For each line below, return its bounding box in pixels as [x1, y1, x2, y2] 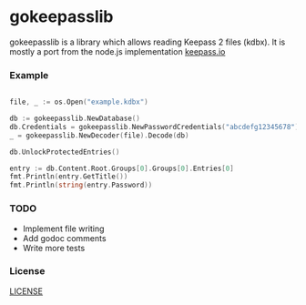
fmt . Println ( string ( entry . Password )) [9, 180, 153, 190]
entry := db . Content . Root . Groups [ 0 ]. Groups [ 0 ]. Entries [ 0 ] [9, 164, 234, 173]
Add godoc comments [22, 232, 107, 243]
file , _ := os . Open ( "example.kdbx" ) [9, 97, 148, 107]
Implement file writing [22, 223, 105, 234]
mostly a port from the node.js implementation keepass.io [9, 46, 226, 56]
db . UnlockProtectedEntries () [9, 147, 120, 157]
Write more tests [22, 242, 86, 253]
